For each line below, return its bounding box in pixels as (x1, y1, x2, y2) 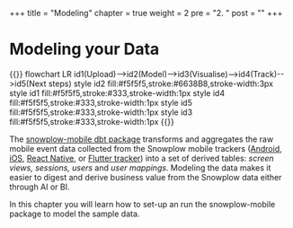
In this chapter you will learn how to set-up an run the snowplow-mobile (9, 198, 276, 209)
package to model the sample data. (9, 208, 140, 219)
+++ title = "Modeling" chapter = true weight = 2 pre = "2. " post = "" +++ (9, 8, 283, 18)
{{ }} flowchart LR (9, 68, 72, 79)
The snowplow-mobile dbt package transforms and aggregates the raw (9, 134, 274, 145)
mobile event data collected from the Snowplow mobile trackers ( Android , (9, 143, 283, 153)
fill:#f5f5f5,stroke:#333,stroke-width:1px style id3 (9, 107, 193, 118)
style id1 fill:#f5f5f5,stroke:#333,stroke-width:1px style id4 (9, 87, 226, 98)
